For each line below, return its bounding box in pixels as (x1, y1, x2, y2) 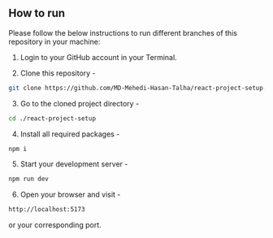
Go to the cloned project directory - (19, 98, 140, 108)
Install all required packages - (19, 129, 120, 139)
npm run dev (8, 175, 49, 184)
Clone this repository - (19, 68, 96, 78)
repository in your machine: (8, 37, 101, 46)
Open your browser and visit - (19, 190, 121, 200)
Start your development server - (19, 159, 128, 169)
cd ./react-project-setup (8, 114, 96, 123)
